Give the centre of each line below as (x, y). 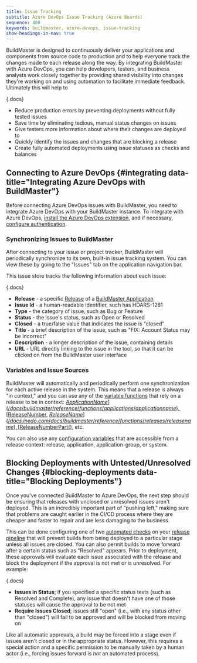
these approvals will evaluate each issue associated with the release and (94, 557)
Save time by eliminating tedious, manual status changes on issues (95, 123)
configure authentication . (37, 224)
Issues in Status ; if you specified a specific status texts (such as (93, 592)
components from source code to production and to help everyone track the (98, 56)
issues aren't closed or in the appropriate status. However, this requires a (94, 641)
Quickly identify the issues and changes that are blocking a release (96, 142)
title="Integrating (39, 182)
